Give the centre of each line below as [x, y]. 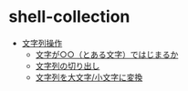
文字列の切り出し [68, 66]
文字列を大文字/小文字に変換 [89, 77]
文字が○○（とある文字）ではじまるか [107, 54]
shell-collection [69, 17]
